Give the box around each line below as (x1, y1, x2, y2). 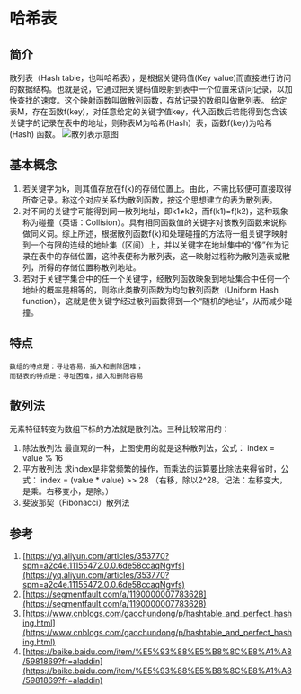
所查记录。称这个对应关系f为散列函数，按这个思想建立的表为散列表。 (22, 194, 278, 205)
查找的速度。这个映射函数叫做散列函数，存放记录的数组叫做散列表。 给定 (16, 95, 288, 105)
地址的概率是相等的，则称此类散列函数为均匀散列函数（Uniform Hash (22, 284, 279, 295)
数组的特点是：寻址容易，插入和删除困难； (9, 362, 144, 371)
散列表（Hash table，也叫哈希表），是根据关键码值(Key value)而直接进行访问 (9, 73, 292, 83)
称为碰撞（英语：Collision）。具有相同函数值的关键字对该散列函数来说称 (22, 217, 288, 228)
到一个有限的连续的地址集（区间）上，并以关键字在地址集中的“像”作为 (22, 239, 282, 250)
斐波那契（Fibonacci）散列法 (22, 497, 130, 509)
